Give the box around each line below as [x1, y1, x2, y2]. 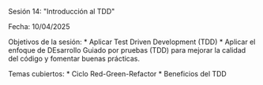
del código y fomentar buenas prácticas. [8, 54, 141, 63]
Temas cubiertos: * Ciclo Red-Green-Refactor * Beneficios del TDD [8, 69, 227, 78]
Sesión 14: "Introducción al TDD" [8, 7, 115, 16]
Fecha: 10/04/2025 [8, 22, 70, 31]
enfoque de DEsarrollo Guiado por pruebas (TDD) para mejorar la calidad [8, 46, 246, 54]
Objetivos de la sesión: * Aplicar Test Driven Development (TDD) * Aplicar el [8, 37, 256, 46]
